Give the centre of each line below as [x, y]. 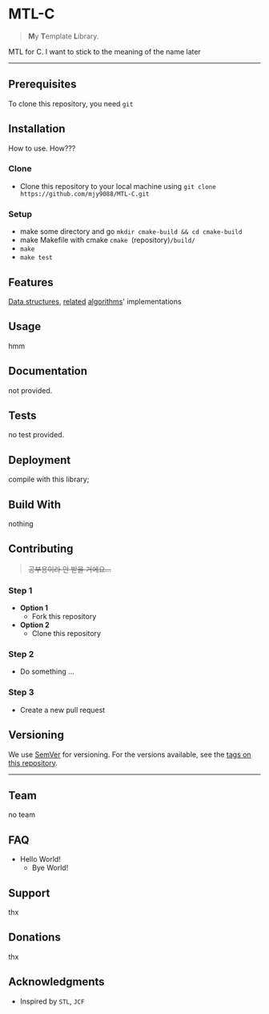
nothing [21, 524]
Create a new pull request [62, 710]
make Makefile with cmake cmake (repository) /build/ [108, 240]
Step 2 [21, 654]
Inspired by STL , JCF [52, 1001]
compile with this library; [49, 479]
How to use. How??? [42, 148]
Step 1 [20, 590]
